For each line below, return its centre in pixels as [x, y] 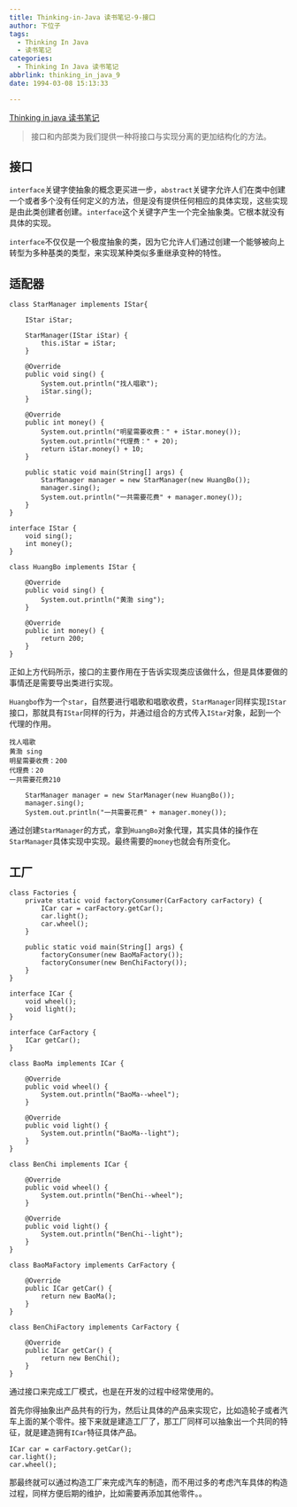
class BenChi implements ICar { [69, 1165]
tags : [19, 34]
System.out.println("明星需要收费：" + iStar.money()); [141, 432]
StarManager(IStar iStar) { [76, 336]
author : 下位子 [35, 26]
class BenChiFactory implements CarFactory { [94, 1327]
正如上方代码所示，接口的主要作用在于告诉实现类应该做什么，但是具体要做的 [148, 672]
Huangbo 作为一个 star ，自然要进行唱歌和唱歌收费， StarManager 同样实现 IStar [148, 702]
